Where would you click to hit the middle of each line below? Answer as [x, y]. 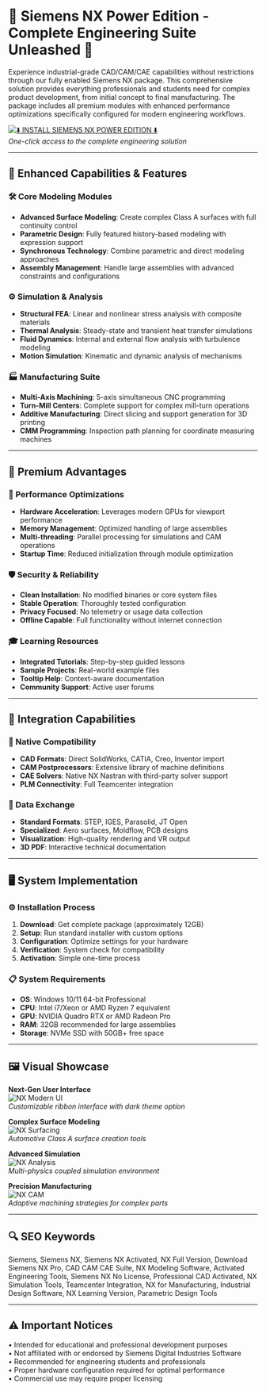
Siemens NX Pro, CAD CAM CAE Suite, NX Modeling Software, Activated [127, 1268]
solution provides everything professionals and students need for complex [129, 88]
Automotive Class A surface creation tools [77, 1139]
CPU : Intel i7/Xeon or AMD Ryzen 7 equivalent [95, 1008]
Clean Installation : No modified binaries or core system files [118, 595]
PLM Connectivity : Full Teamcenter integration [97, 784]
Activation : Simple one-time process [80, 958]
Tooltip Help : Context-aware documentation [92, 678]
